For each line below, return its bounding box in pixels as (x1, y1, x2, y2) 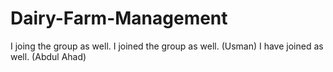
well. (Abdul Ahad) (10, 50, 87, 62)
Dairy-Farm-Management (10, 7, 228, 30)
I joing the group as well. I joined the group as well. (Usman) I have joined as (10, 40, 324, 52)
